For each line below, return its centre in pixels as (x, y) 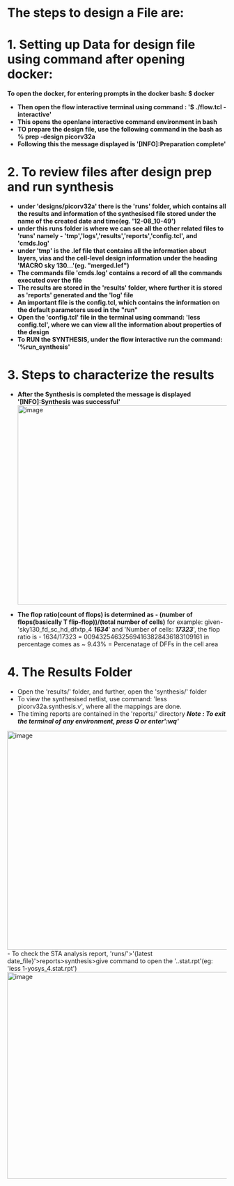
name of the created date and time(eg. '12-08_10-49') (96, 221)
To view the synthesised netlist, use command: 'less (92, 699)
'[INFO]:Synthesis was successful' (69, 401)
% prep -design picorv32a (56, 136)
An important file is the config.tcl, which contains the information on (118, 303)
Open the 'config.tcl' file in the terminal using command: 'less (109, 318)
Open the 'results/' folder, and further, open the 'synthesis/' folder (112, 692)
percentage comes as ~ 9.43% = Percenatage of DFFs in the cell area (118, 644)
